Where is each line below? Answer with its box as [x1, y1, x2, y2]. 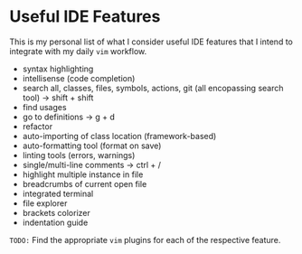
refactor [22, 120, 52, 132]
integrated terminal [22, 188, 94, 199]
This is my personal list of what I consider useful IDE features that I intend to [9, 36, 294, 47]
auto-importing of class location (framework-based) [22, 130, 217, 141]
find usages [22, 101, 67, 112]
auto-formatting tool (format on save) [22, 140, 162, 151]
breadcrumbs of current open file [22, 178, 147, 189]
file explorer [22, 197, 68, 209]
